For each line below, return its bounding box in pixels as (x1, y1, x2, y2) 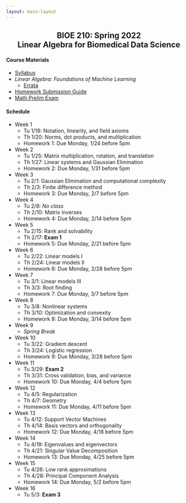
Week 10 (14, 334, 36, 341)
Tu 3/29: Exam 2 (23, 365, 64, 373)
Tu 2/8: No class (23, 202, 64, 210)
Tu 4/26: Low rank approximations (23, 466, 107, 473)
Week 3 (14, 171, 34, 178)
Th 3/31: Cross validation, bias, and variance (23, 372, 131, 379)
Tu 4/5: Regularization (23, 391, 78, 398)
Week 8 (14, 296, 34, 304)
